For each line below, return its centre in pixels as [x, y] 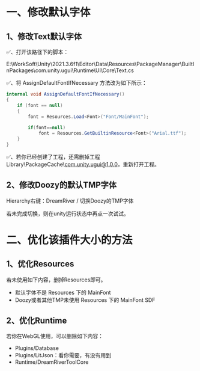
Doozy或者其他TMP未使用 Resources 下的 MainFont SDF [85, 300]
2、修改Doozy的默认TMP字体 [62, 185]
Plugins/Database [37, 348]
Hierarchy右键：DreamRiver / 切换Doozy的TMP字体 [70, 201]
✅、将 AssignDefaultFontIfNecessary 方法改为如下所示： [77, 83]
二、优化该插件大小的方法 [70, 240]
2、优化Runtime [37, 320]
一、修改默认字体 [49, 12]
